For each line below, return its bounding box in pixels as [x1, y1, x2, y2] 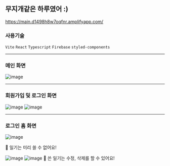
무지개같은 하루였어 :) [5, 5, 68, 14]
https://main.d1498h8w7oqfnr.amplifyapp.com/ [5, 18, 104, 24]
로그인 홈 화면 [5, 122, 37, 129]
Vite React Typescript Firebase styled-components [5, 45, 110, 50]
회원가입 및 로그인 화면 [5, 92, 57, 99]
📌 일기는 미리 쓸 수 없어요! [5, 144, 57, 150]
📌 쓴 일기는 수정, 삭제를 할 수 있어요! [43, 155, 115, 161]
